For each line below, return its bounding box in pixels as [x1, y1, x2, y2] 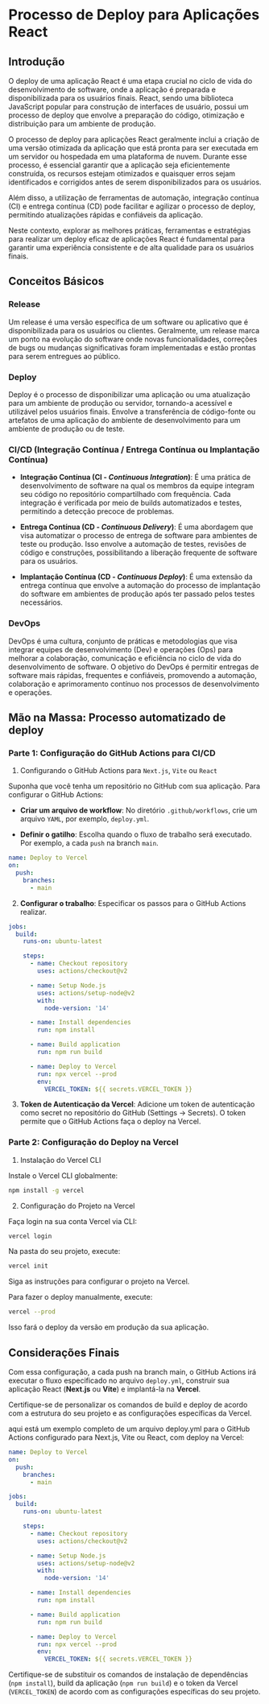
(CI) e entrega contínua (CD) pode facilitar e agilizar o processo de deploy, [8, 201, 256, 211]
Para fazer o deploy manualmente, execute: [8, 1292, 153, 1302]
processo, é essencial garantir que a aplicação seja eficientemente [8, 160, 230, 170]
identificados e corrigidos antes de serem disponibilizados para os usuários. [8, 177, 262, 187]
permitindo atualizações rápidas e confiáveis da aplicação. [8, 210, 204, 219]
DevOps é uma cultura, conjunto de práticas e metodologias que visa [8, 636, 238, 646]
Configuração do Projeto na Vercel [19, 1201, 135, 1210]
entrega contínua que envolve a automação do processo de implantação [19, 581, 261, 590]
